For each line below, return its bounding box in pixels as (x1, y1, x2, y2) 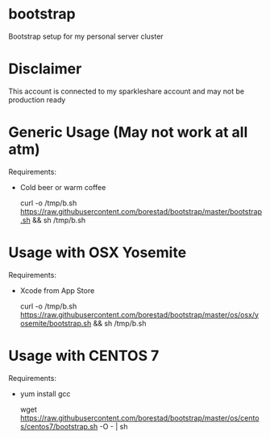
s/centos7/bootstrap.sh (19, 421, 98, 431)
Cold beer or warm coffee (19, 182, 106, 192)
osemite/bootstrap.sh (19, 318, 92, 328)
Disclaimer (8, 60, 82, 78)
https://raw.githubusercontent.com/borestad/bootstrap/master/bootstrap (19, 206, 262, 216)
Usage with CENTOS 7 (8, 346, 160, 365)
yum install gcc (19, 388, 71, 399)
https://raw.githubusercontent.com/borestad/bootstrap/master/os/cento (19, 412, 260, 423)
